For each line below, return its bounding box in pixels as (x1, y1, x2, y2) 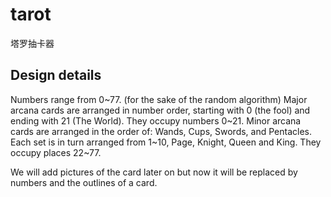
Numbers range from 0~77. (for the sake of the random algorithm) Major (10, 93, 308, 105)
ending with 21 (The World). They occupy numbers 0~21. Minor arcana (10, 114, 302, 127)
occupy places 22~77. (10, 146, 102, 158)
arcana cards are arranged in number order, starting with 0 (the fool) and (10, 104, 311, 116)
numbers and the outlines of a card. (10, 176, 158, 188)
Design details (10, 67, 102, 84)
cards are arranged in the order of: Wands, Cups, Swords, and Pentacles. (10, 125, 312, 137)
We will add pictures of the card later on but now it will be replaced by (10, 166, 298, 178)
